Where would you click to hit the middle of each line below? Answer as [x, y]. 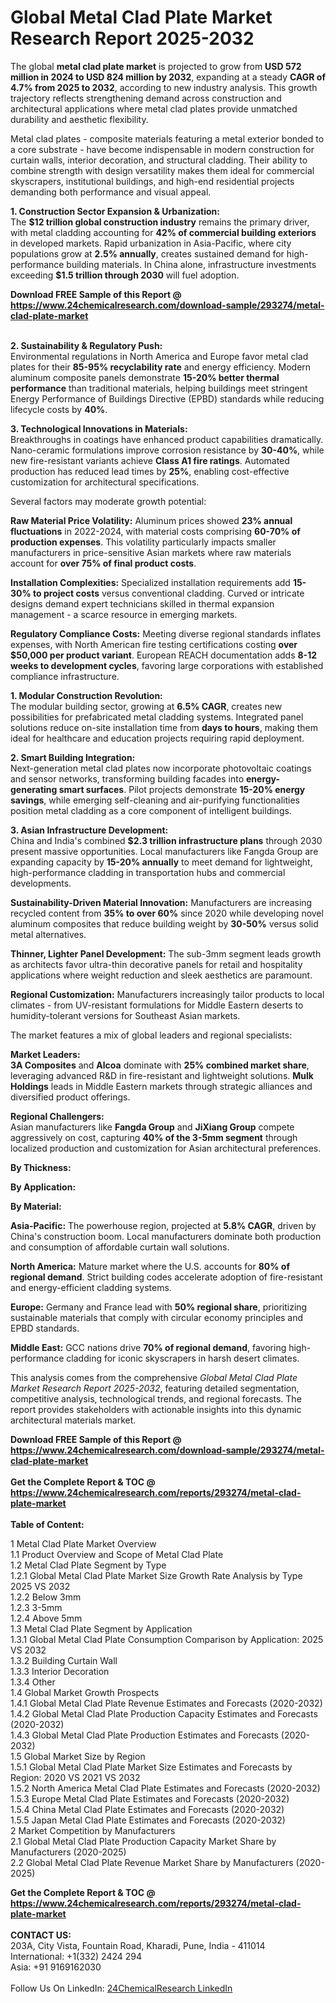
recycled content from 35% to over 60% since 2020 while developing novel [167, 913]
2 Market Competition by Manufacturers [93, 1830]
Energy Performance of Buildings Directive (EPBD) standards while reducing [167, 398]
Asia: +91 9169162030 [56, 1967]
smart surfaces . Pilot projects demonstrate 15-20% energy [182, 789]
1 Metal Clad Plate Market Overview [83, 1543]
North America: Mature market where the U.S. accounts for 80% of [150, 1266]
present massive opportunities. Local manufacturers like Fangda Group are [164, 851]
